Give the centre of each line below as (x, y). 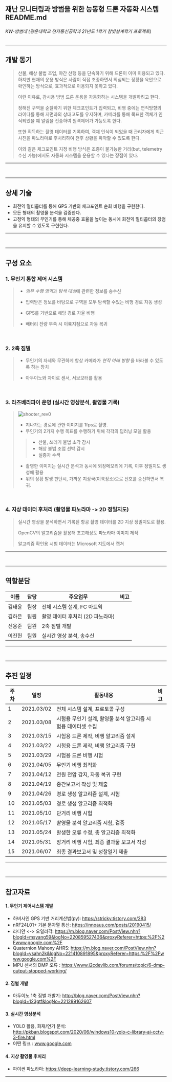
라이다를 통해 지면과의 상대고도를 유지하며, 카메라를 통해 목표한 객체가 (88, 114)
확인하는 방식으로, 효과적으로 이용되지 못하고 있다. (68, 86)
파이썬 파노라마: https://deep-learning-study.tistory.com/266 (76, 1069)
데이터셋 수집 (82, 727)
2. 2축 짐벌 (18, 348)
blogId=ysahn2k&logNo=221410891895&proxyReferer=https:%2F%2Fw (88, 953)
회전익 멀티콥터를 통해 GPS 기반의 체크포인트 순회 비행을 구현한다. (79, 206)
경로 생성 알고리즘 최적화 (84, 804)
